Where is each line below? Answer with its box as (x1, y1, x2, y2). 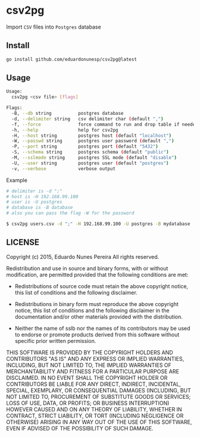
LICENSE (6, 238, 40, 248)
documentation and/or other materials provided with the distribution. (14, 313, 183, 320)
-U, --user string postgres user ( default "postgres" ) (11, 160, 169, 166)
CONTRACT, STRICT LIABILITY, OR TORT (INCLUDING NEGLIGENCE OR (6, 412, 184, 419)
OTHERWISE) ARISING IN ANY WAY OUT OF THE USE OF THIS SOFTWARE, (6, 418, 192, 426)
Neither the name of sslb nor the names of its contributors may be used (14, 324, 190, 332)
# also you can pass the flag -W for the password (6, 210, 135, 216)
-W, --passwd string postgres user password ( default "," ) (11, 138, 174, 144)
